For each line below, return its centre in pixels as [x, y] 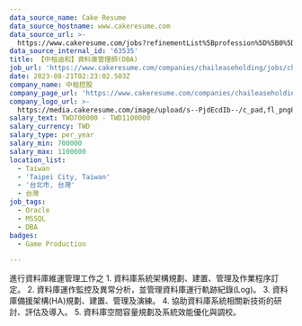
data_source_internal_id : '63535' [74, 51]
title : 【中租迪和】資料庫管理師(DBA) [74, 59]
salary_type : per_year [52, 135]
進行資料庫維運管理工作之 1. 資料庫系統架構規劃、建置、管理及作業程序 [140, 278]
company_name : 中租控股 [51, 85]
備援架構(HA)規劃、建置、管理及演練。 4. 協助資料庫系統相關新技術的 [145, 301]
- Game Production [52, 244]
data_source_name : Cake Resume [68, 18]
